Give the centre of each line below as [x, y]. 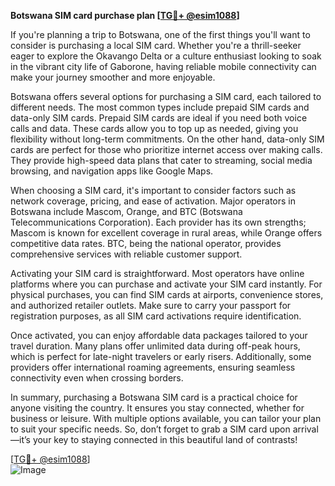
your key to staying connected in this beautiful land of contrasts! [165, 439]
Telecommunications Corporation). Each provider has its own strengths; [158, 222]
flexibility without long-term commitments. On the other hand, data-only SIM [167, 139]
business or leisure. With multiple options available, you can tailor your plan [166, 418]
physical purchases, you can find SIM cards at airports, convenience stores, [167, 294]
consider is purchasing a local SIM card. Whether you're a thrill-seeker [156, 45]
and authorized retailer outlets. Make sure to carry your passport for [151, 305]
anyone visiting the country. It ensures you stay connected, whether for [157, 408]
